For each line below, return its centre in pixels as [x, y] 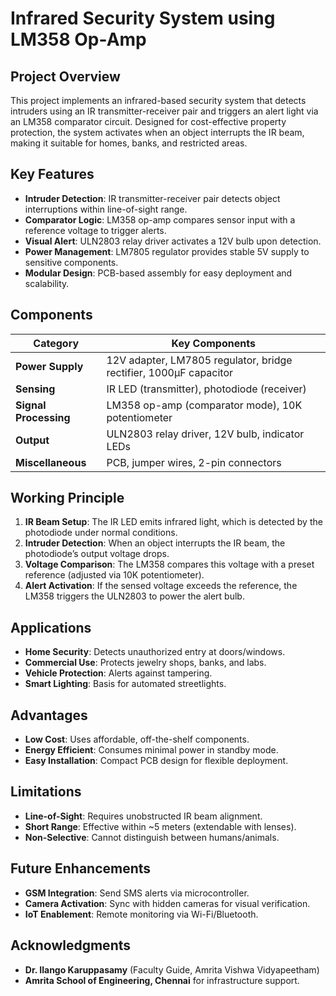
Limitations [46, 792]
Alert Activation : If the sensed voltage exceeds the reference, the [161, 586]
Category [56, 343]
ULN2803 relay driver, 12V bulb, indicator [205, 434]
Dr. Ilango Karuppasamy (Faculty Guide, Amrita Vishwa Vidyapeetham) [172, 969]
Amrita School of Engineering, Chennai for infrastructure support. [162, 980]
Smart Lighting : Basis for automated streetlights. [125, 684]
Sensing [35, 389]
